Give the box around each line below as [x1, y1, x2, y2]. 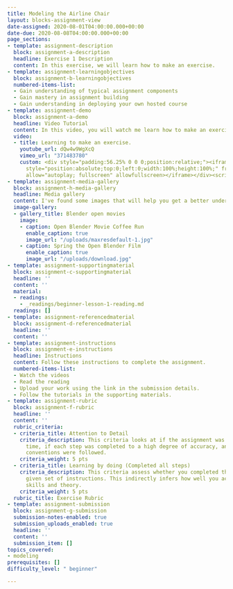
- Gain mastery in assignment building [13, 94, 129, 101]
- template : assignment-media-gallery [7, 178, 119, 185]
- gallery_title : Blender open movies [13, 210, 126, 217]
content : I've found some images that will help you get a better [13, 197, 209, 205]
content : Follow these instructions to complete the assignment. [13, 359, 207, 366]
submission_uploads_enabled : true [13, 520, 113, 527]
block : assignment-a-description [13, 49, 110, 56]
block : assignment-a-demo [13, 113, 89, 120]
